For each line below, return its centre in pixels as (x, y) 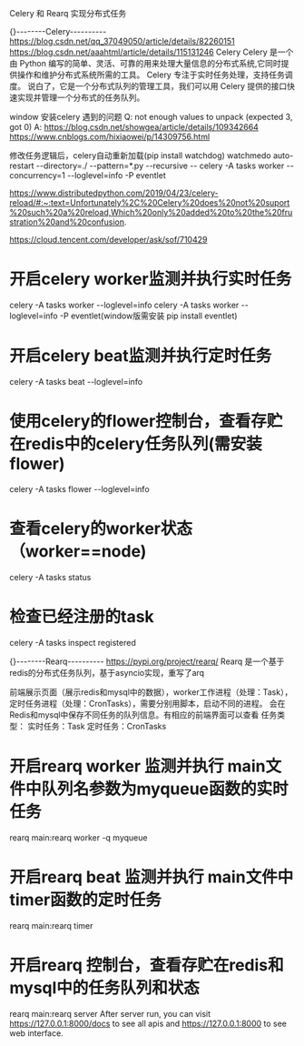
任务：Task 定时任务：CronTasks (105, 726)
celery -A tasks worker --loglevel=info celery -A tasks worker (124, 305)
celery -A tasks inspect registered (73, 642)
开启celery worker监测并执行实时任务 (151, 279)
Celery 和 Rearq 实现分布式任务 (68, 13)
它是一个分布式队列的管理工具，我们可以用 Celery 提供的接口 (173, 86)
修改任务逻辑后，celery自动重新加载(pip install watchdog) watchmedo (140, 156)
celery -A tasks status (50, 577)
